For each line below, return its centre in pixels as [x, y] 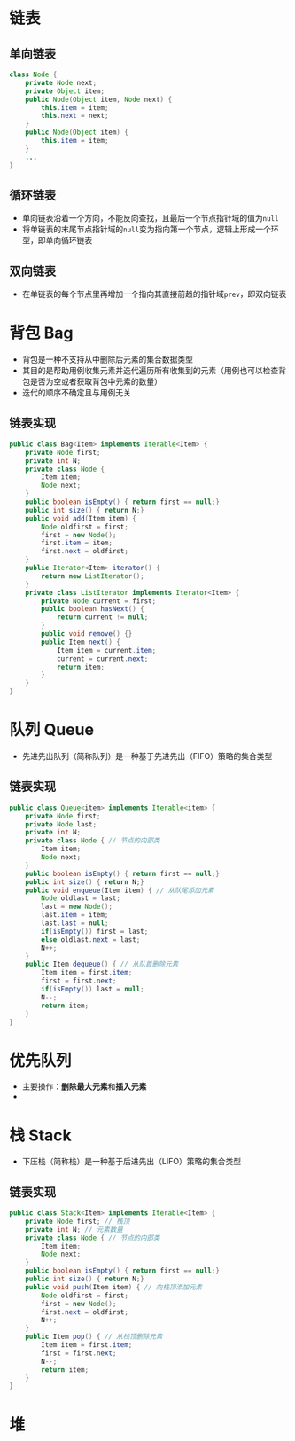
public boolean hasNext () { [93, 609]
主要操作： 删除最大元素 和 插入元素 [84, 1086]
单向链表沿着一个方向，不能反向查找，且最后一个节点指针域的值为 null [150, 218]
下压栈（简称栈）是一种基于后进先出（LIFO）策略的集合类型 [132, 1162]
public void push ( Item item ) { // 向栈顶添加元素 [114, 1287]
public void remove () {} [87, 634]
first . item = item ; [77, 543]
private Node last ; [61, 824]
